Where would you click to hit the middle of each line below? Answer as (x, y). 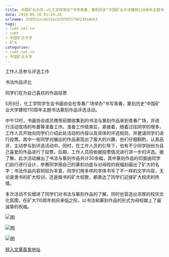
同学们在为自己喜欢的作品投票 (36, 93)
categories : (18, 47)
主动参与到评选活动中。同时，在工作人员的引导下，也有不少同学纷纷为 (87, 146)
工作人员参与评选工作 (27, 71)
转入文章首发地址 (23, 249)
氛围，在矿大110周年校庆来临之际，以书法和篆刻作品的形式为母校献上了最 (86, 200)
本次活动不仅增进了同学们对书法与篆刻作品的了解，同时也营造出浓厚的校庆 (82, 194)
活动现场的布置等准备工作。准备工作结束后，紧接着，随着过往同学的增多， (87, 127)
